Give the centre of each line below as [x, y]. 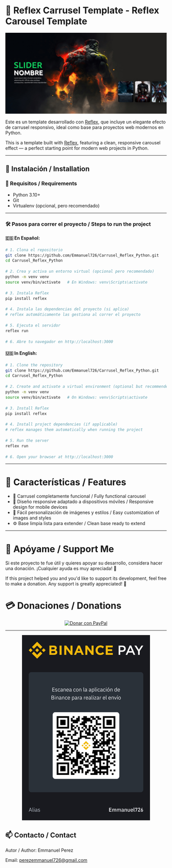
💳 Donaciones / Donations [63, 605]
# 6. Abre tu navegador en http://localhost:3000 [59, 342]
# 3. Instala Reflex [27, 293]
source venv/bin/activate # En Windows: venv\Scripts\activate [76, 282]
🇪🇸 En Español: [23, 238]
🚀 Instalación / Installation [48, 169]
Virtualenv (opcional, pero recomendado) [56, 205]
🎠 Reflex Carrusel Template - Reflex [82, 10]
